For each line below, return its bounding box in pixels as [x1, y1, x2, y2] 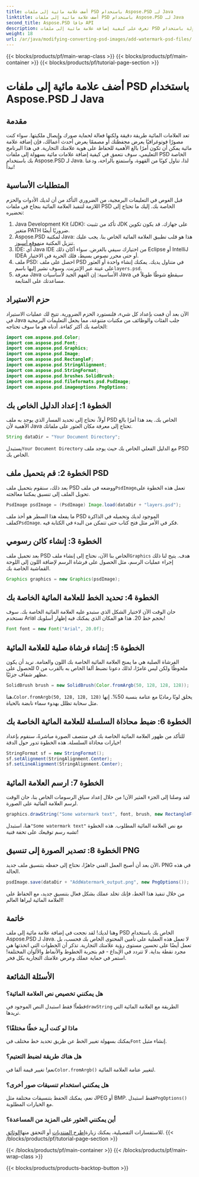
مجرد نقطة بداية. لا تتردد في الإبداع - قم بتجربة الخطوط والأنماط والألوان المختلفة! [6, 948, 186, 955]
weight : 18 [6, 31, 33, 37]
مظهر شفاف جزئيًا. [6, 671, 48, 678]
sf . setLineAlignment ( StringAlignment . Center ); [6, 761, 123, 767]
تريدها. [6, 1009, 21, 1017]
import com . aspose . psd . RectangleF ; [6, 356, 94, 362]
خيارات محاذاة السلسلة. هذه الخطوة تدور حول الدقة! [6, 739, 121, 746]
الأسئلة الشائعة [6, 971, 54, 982]
